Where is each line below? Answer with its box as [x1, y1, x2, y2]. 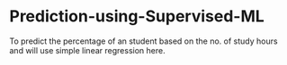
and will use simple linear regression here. [9, 45, 166, 55]
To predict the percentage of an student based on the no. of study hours [9, 36, 278, 46]
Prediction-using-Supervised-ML [9, 6, 265, 27]
